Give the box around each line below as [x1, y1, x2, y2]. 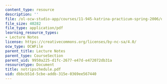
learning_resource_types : [5, 30, 59, 35]
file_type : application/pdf [5, 26, 64, 31]
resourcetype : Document [5, 62, 55, 67]
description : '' [5, 12, 39, 17]
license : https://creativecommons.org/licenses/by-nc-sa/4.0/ [5, 40, 137, 44]
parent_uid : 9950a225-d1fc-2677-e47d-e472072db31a [5, 58, 112, 63]
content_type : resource [5, 7, 55, 12]
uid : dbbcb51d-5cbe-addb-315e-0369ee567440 [5, 72, 97, 77]
